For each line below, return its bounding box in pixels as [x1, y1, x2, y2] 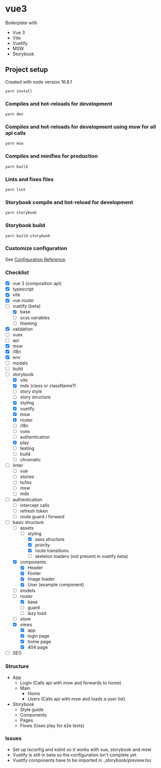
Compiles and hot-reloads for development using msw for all [5, 123, 156, 130]
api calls [5, 129, 26, 136]
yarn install [5, 89, 33, 94]
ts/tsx [20, 479, 32, 485]
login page [27, 633, 50, 639]
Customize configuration [5, 245, 68, 252]
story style [20, 388, 42, 394]
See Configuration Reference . [5, 256, 67, 262]
